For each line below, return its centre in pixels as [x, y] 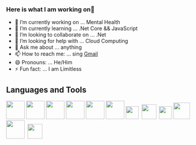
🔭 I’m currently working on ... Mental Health [67, 22]
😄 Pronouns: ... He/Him [43, 62]
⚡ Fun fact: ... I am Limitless [48, 69]
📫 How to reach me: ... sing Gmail [56, 54]
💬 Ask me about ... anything [48, 47]
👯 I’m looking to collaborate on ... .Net [60, 35]
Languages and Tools [46, 90]
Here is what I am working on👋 [50, 9]
